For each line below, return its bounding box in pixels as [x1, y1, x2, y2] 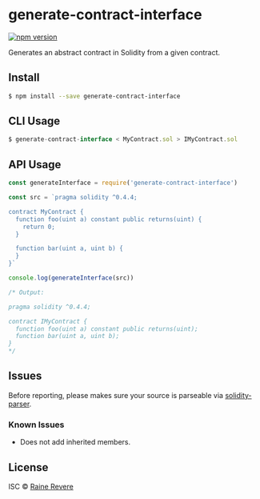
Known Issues [8, 419, 65, 430]
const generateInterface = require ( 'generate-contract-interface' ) [8, 179, 238, 187]
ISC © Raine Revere [8, 481, 74, 491]
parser [8, 399, 30, 408]
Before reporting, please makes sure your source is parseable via [8, 390, 224, 400]
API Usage [8, 158, 62, 171]
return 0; [22, 223, 56, 231]
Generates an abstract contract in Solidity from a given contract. [8, 47, 221, 57]
